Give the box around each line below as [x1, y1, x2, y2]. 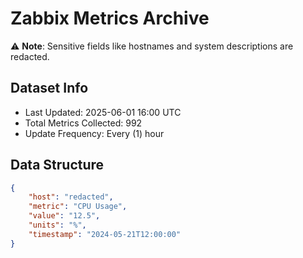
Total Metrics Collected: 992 [24, 117, 143, 129]
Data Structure [10, 157, 105, 174]
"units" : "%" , [28, 220, 87, 231]
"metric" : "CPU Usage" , [28, 202, 128, 212]
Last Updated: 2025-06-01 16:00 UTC [24, 106, 182, 118]
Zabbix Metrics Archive [10, 7, 210, 30]
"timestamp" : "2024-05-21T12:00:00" [28, 229, 182, 239]
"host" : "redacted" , [28, 192, 114, 202]
